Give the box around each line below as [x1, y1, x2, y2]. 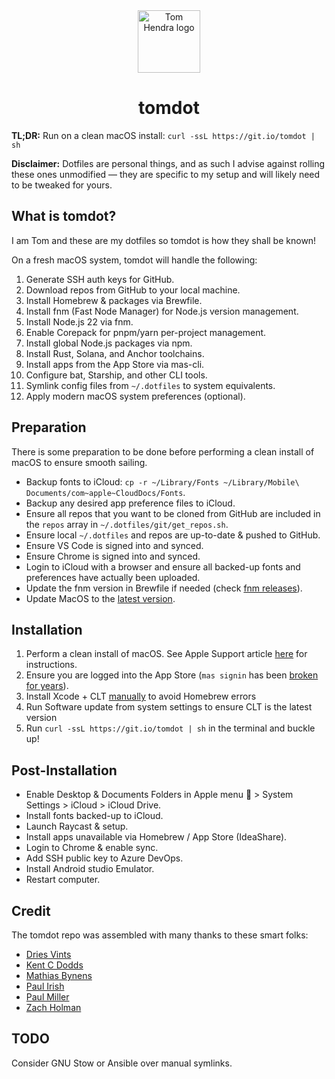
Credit [11, 902, 51, 919]
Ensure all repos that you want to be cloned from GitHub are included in [25, 507, 321, 519]
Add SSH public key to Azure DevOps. [25, 852, 184, 864]
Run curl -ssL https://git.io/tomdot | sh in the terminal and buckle [25, 722, 316, 734]
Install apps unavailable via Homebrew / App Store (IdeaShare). [25, 831, 288, 843]
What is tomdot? [11, 208, 117, 225]
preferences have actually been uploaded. [25, 571, 201, 583]
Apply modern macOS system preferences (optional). [25, 390, 246, 402]
